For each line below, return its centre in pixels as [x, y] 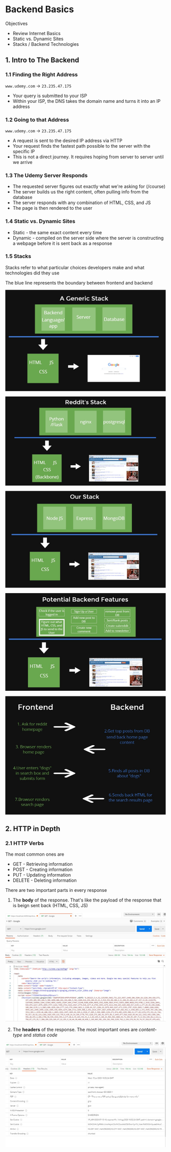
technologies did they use [32, 273]
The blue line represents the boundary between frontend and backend [79, 283]
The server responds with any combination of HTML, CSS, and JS [82, 203]
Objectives [17, 23]
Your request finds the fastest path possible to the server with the [81, 146]
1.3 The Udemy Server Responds [47, 175]
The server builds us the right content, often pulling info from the [80, 192]
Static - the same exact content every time [57, 232]
